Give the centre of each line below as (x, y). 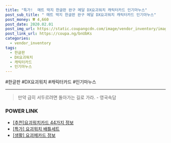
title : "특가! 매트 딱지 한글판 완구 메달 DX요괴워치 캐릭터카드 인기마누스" (76, 10)
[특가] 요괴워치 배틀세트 (36, 129)
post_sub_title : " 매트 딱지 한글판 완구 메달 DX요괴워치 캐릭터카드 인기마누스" (81, 15)
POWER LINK (22, 111)
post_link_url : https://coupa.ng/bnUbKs (49, 34)
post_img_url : (20, 29)
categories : (18, 39)
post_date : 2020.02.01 (29, 24)
